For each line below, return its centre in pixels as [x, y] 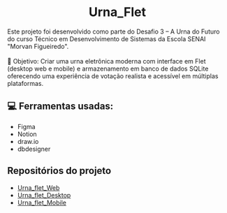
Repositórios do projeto [59, 171]
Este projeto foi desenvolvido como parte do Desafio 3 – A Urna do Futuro [113, 31]
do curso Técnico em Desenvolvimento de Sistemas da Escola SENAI [107, 38]
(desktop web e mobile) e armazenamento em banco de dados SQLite [108, 68]
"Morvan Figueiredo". [38, 46]
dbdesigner [34, 149]
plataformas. [25, 83]
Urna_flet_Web [38, 188]
